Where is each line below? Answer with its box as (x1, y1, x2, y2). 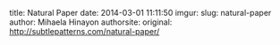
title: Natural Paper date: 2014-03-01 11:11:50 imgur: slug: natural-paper (9, 8, 272, 18)
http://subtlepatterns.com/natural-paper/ (9, 26, 160, 36)
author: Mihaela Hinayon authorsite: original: (9, 17, 173, 27)
